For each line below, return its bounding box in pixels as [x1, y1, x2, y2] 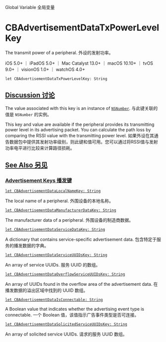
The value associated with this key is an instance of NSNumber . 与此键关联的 [5, 105, 158, 111]
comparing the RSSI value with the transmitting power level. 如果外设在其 [5, 132, 155, 138]
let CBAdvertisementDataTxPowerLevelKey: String [5, 76, 108, 81]
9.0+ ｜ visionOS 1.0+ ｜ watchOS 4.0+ [5, 66, 85, 72]
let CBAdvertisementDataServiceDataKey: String [5, 227, 106, 232]
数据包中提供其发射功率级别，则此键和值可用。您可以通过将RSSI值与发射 [9, 139, 158, 145]
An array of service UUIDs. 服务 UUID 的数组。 [5, 262, 101, 268]
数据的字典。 [22, 243, 49, 249]
